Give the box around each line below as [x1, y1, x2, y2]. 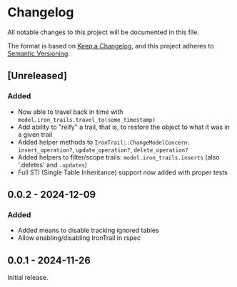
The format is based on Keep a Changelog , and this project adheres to [7, 41, 214, 50]
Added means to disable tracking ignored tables [17, 226, 159, 235]
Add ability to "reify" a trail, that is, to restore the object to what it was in [17, 122, 230, 131]
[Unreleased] [7, 70, 68, 82]
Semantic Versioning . [7, 49, 70, 58]
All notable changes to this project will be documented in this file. [7, 28, 200, 36]
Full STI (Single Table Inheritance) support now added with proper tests [17, 168, 228, 177]
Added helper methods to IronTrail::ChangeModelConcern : [17, 137, 190, 146]
